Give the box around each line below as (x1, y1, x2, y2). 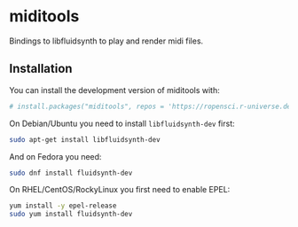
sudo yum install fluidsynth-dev (9, 210, 133, 219)
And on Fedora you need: (9, 151, 102, 161)
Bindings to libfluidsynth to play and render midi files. (9, 35, 204, 46)
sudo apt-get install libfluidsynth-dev (9, 135, 161, 144)
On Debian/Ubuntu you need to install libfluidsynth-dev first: (9, 118, 235, 129)
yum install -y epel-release (9, 201, 117, 210)
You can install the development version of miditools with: (9, 84, 220, 95)
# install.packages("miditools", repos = (9, 102, 165, 111)
